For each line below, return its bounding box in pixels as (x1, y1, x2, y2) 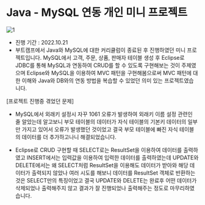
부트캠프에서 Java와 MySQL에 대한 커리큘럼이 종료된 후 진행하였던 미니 (15, 46, 186, 54)
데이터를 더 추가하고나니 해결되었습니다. (21, 133, 117, 140)
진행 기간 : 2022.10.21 (15, 38, 68, 46)
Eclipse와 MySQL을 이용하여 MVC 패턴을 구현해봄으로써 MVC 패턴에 (26, 69, 192, 76)
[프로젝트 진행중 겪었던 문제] (6, 97, 74, 104)
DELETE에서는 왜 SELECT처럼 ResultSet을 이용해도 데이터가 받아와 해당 (15, 161, 189, 168)
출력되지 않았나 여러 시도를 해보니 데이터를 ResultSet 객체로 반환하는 (31, 169, 196, 176)
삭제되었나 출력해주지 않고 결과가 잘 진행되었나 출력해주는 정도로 (15, 184, 169, 192)
